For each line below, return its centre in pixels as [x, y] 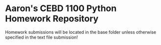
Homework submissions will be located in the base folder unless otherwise [81, 32]
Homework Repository [52, 19]
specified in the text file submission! [41, 37]
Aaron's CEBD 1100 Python [61, 8]
